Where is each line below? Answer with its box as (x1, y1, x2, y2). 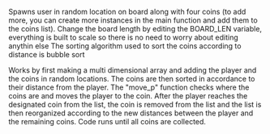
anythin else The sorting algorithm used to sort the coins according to (8, 41, 242, 51)
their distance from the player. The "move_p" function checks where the (8, 82, 250, 92)
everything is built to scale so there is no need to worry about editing (8, 32, 239, 42)
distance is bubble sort (8, 50, 85, 59)
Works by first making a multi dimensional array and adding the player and (8, 65, 257, 75)
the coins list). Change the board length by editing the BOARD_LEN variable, (8, 24, 262, 33)
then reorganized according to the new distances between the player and (8, 108, 254, 118)
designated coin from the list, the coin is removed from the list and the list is (8, 100, 262, 109)
